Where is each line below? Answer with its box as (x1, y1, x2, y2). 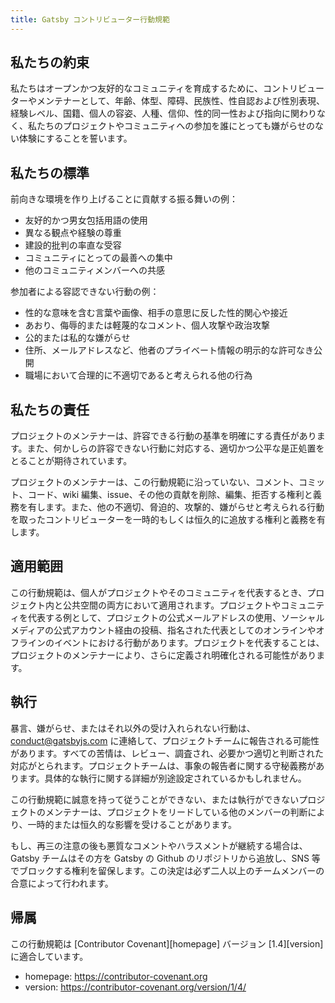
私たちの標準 (10, 164, 90, 181)
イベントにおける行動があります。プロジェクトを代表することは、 (53, 636, 325, 648)
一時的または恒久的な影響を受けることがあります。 (27, 818, 238, 830)
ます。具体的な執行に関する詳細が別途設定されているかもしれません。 (18, 772, 307, 784)
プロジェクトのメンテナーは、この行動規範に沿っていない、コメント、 (10, 476, 300, 488)
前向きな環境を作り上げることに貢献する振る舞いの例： (10, 193, 238, 205)
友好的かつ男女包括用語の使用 (24, 214, 148, 226)
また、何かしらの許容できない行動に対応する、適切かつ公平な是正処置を (26, 442, 325, 455)
